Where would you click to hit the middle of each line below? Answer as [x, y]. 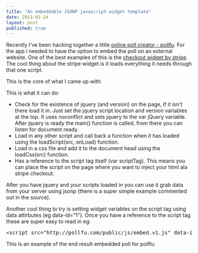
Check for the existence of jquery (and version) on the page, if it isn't [98, 105]
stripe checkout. [34, 173]
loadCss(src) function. [42, 155]
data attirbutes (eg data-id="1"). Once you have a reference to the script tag [98, 215]
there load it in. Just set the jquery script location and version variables [101, 111]
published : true [26, 28]
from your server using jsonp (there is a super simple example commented [97, 191]
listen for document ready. [47, 129]
